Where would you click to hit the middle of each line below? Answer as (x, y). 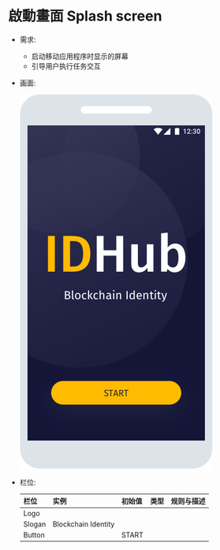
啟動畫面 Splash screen (85, 16)
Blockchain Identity (84, 524)
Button (34, 535)
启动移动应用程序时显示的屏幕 (80, 56)
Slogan (35, 524)
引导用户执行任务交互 (66, 66)
